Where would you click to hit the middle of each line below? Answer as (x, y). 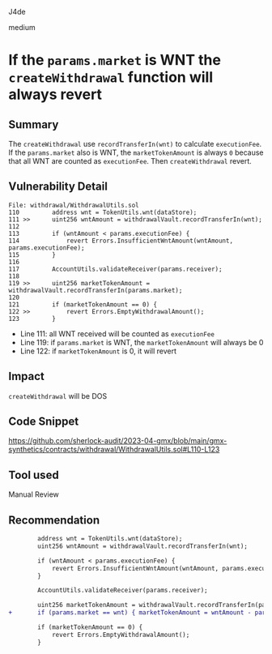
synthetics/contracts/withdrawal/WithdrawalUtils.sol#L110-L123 (114, 450)
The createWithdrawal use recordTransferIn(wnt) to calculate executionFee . (135, 144)
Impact (26, 376)
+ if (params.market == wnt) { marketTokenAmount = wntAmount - (130, 613)
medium (22, 27)
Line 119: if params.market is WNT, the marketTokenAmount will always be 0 (142, 342)
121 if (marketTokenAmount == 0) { (83, 304)
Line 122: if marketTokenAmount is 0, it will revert (98, 351)
